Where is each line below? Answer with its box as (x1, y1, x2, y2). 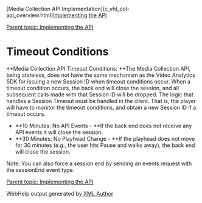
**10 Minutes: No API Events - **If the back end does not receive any (15, 122, 192, 129)
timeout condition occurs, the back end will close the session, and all (6, 84, 179, 91)
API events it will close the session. (15, 128, 103, 136)
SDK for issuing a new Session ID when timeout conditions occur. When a (6, 77, 191, 85)
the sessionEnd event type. (6, 166, 75, 173)
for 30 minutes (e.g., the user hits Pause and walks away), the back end (15, 141, 195, 149)
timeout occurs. (6, 110, 46, 118)
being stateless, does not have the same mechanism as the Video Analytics (6, 71, 196, 79)
